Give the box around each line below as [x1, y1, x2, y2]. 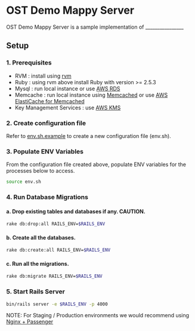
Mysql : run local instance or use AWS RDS [14, 85, 120, 92]
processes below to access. [6, 167, 75, 174]
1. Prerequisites [6, 59, 52, 67]
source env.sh [6, 179, 42, 185]
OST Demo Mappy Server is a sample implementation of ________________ [6, 23, 184, 30]
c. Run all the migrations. [6, 260, 70, 267]
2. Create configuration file [6, 119, 86, 127]
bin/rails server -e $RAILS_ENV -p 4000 [6, 301, 109, 307]
